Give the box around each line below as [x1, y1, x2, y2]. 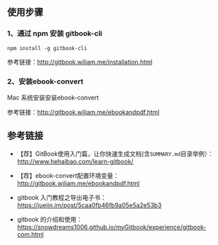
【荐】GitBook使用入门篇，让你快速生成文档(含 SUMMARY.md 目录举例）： [16, 150, 214, 158]
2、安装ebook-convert [7, 76, 84, 86]
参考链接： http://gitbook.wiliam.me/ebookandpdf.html [7, 108, 160, 116]
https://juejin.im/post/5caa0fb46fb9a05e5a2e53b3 [16, 201, 162, 209]
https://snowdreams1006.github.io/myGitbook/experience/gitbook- [16, 222, 207, 231]
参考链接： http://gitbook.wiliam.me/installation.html [7, 58, 153, 66]
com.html [16, 230, 44, 238]
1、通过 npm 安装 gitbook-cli [7, 29, 103, 38]
